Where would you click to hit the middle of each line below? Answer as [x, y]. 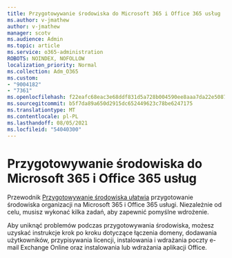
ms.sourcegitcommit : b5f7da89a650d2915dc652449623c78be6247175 [100, 104]
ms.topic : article [33, 46]
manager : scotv [29, 33]
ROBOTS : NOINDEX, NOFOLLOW [46, 59]
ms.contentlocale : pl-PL [43, 116]
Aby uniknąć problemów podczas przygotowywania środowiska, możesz [111, 225]
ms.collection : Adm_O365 [43, 71]
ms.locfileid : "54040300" [44, 129]
